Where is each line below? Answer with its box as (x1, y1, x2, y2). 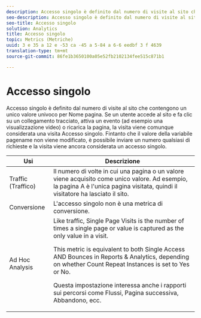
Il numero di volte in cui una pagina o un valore (53, 167, 184, 175)
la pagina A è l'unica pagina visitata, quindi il (53, 182, 178, 190)
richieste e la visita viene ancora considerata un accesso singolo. (6, 142, 167, 150)
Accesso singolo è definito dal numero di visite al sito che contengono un (6, 104, 187, 112)
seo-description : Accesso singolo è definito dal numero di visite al (6, 14, 186, 20)
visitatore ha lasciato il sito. (53, 190, 129, 198)
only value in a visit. (53, 232, 109, 240)
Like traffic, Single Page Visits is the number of (53, 217, 184, 225)
